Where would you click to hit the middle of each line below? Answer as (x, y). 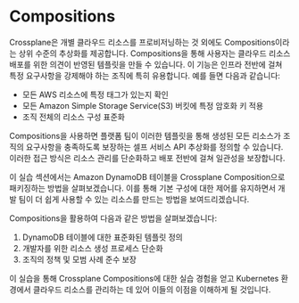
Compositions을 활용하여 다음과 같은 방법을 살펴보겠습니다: (113, 218)
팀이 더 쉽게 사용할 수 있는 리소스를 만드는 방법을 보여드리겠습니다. (134, 199)
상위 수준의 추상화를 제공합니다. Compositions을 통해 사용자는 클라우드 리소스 (154, 53)
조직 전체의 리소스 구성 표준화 (73, 117)
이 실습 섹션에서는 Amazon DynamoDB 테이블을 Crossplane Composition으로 (147, 176)
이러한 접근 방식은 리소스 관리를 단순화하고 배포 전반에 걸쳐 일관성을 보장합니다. (147, 158)
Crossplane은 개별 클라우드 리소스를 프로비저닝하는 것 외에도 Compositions (142, 42)
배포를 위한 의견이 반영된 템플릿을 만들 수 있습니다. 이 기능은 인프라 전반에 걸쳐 (146, 64)
